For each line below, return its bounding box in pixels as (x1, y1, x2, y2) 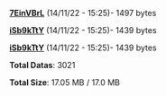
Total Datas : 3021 (9, 60, 76, 70)
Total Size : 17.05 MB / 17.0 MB (9, 77, 120, 88)
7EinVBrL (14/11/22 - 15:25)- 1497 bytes (9, 8, 157, 18)
